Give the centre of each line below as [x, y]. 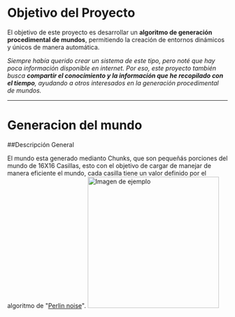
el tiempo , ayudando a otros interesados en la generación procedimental [113, 83]
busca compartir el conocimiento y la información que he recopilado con [115, 76]
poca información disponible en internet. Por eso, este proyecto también [112, 68]
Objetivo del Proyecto [71, 13]
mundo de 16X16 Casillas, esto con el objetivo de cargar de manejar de [109, 165]
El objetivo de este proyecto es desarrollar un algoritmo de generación [110, 32]
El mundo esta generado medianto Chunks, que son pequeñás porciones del [117, 158]
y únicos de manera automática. [54, 47]
